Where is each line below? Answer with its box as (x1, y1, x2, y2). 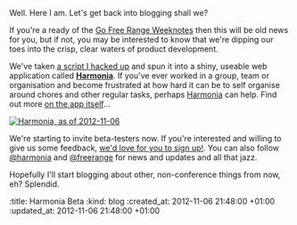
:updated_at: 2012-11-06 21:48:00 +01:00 (9, 205, 161, 216)
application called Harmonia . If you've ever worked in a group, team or (9, 70, 269, 81)
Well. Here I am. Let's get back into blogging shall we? (9, 8, 209, 18)
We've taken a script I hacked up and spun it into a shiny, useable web (9, 61, 268, 71)
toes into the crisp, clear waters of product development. (9, 44, 219, 54)
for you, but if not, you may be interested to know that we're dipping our (9, 35, 274, 44)
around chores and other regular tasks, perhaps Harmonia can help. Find (9, 89, 277, 100)
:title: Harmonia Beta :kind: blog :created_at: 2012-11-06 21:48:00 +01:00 (9, 196, 276, 206)
